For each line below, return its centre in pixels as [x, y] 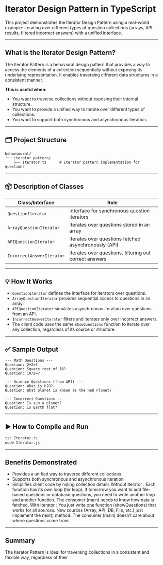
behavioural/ [18, 154]
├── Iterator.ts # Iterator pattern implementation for [77, 162]
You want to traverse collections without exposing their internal [75, 99]
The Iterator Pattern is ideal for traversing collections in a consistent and [77, 552]
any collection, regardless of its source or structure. [64, 329]
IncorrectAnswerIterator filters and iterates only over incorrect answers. [85, 319]
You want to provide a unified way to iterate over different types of [78, 109]
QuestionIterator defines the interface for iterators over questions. [79, 293]
